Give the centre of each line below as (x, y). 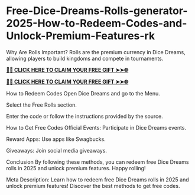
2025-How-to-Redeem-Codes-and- (97, 23)
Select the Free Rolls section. (41, 105)
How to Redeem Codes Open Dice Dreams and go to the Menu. (83, 93)
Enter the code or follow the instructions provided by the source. (85, 116)
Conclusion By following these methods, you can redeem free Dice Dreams (97, 162)
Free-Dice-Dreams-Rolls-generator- (97, 11)
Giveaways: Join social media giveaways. (57, 150)
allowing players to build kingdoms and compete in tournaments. (85, 58)
